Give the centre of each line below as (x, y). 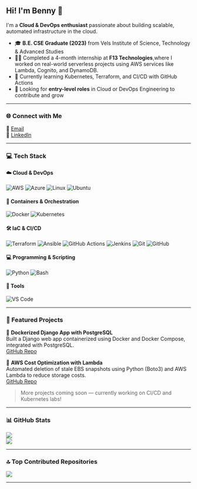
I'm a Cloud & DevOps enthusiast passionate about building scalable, (90, 25)
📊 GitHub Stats (28, 420)
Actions (24, 82)
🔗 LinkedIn (19, 135)
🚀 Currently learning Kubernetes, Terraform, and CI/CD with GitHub (96, 76)
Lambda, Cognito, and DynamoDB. (56, 70)
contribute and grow (39, 95)
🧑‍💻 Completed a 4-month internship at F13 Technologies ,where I (93, 58)
